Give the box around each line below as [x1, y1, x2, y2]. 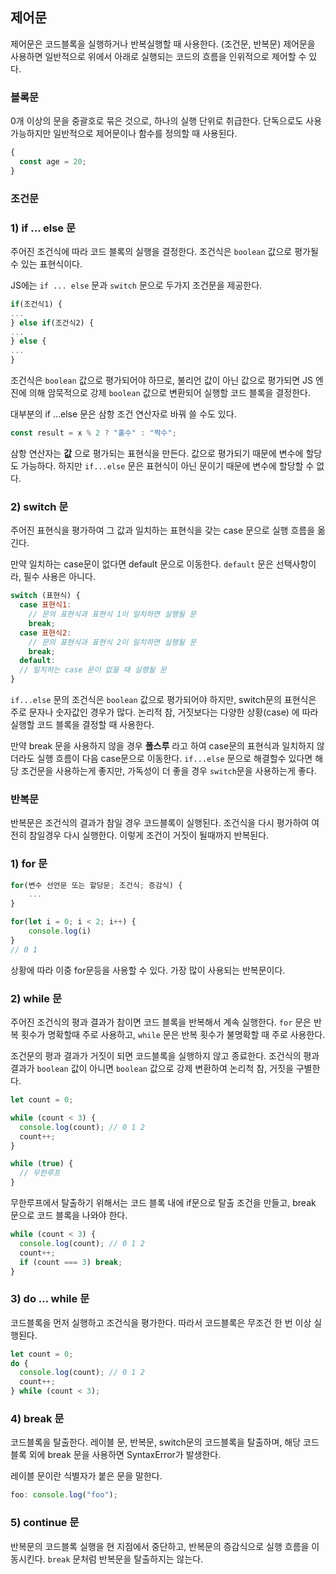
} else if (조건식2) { [10, 318, 95, 328]
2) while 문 [10, 991, 62, 1005]
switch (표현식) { [10, 591, 81, 601]
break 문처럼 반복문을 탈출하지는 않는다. [47, 1553, 204, 1565]
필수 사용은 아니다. [23, 571, 96, 583]
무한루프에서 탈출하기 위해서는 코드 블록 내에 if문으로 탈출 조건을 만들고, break [10, 1197, 317, 1209]
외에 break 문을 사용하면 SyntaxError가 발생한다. [28, 1449, 222, 1461]
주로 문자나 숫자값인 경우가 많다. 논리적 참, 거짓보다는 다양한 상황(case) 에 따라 [10, 706, 319, 718]
